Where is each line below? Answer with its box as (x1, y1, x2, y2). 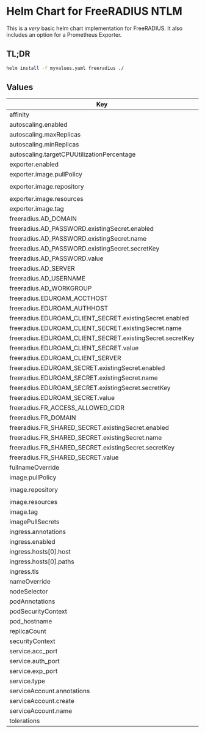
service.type (9, 677, 46, 685)
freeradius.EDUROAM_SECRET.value (9, 394, 115, 402)
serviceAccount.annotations (9, 687, 90, 696)
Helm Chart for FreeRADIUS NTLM (6, 4, 183, 18)
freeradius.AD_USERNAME (9, 274, 86, 283)
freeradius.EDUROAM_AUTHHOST (9, 304, 109, 313)
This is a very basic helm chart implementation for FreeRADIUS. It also (6, 24, 183, 32)
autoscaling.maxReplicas (9, 130, 81, 139)
